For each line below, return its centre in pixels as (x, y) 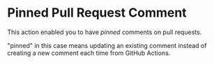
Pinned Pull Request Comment (97, 13)
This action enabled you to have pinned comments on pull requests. (105, 32)
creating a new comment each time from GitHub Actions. (89, 53)
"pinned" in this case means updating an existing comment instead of (107, 45)
